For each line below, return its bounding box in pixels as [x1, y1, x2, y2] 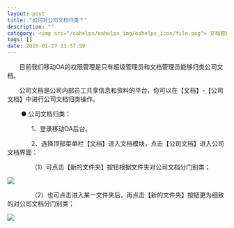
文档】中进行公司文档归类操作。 [7, 95, 99, 103]
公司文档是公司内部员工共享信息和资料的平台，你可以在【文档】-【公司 [19, 86, 224, 94]
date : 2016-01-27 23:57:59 [7, 43, 86, 50]
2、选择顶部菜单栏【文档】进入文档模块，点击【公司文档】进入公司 [31, 139, 224, 147]
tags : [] [7, 36, 33, 43]
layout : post [7, 10, 45, 17]
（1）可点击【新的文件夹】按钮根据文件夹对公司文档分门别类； [31, 163, 211, 171]
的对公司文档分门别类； [7, 199, 75, 208]
